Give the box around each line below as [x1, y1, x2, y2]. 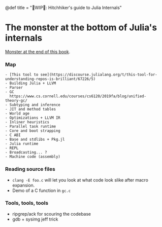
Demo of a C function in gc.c [12, 188, 71, 193]
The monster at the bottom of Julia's [5, 22, 157, 33]
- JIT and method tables [5, 107, 56, 112]
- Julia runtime [5, 141, 38, 147]
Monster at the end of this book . [5, 48, 70, 54]
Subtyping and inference [9, 103, 61, 108]
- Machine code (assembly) [5, 154, 61, 159]
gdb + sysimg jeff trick [12, 216, 58, 222]
